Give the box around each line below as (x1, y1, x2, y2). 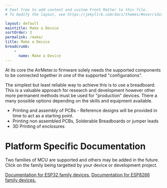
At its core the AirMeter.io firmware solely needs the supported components (5, 67, 161, 73)
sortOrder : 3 (5, 30, 32, 35)
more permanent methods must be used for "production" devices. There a (5, 93, 158, 98)
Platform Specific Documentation (5, 140, 146, 152)
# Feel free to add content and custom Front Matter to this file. (5, 7, 148, 12)
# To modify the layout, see (5, 12, 66, 17)
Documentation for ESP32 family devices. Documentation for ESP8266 (5, 172, 150, 178)
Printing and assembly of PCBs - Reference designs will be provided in (12, 107, 158, 113)
